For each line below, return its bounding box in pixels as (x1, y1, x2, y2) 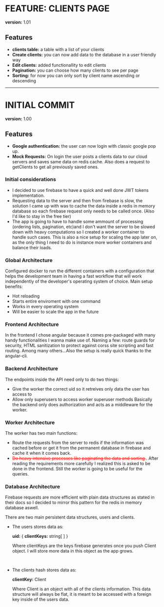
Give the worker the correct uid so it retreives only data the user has (12, 386, 150, 392)
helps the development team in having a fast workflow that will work (5, 273, 142, 279)
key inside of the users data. (12, 597, 69, 603)
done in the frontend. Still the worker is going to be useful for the (12, 466, 143, 472)
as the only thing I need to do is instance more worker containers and (12, 239, 152, 245)
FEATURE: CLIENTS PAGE (5, 3, 110, 14)
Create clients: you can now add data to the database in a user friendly (12, 52, 156, 57)
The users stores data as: (12, 524, 63, 530)
